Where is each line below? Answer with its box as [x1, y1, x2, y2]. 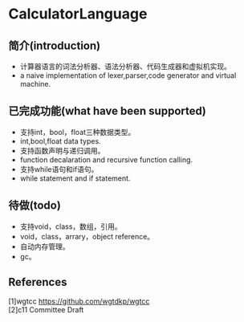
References [8, 275, 67, 289]
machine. [19, 79, 51, 88]
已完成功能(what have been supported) [8, 104, 206, 118]
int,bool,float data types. [19, 136, 102, 145]
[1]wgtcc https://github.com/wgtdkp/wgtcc [8, 296, 150, 306]
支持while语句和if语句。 [19, 164, 99, 173]
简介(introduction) [8, 39, 101, 52]
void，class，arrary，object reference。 [19, 231, 155, 241]
